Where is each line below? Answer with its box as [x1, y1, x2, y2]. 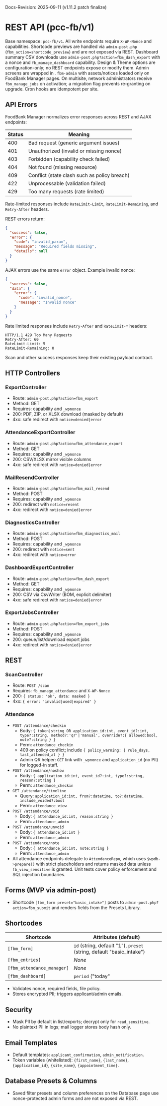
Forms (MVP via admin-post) [5, 886, 97, 895]
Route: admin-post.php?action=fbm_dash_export [12, 575, 109, 581]
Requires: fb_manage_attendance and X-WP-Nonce [12, 688, 110, 694]
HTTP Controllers [5, 369, 61, 378]
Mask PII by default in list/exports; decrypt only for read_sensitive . [12, 1019, 150, 1025]
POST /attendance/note [12, 840, 60, 846]
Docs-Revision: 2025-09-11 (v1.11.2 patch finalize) [5, 4, 107, 10]
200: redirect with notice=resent [12, 501, 80, 507]
